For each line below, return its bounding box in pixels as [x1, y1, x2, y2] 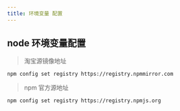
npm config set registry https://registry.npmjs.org [7, 97, 161, 104]
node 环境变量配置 [7, 37, 86, 49]
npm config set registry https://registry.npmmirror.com [7, 70, 174, 78]
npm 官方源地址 [23, 83, 69, 92]
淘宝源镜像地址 [23, 57, 67, 65]
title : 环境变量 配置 [7, 10, 63, 17]
